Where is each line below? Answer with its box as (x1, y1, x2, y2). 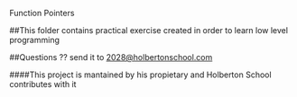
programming (9, 35, 60, 45)
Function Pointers (9, 8, 75, 18)
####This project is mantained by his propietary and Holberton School (9, 69, 273, 80)
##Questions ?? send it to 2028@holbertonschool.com (9, 52, 213, 62)
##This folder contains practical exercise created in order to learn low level (9, 25, 289, 35)
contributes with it (9, 79, 77, 89)
